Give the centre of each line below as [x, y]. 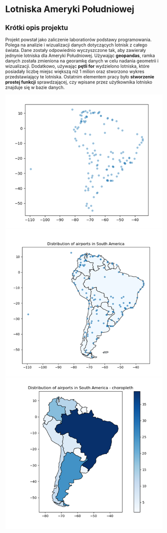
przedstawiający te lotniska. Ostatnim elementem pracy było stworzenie [80, 77]
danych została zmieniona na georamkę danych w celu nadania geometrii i [82, 61]
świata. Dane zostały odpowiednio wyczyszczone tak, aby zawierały [75, 50]
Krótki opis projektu [37, 28]
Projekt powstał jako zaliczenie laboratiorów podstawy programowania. [78, 39]
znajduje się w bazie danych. [35, 87]
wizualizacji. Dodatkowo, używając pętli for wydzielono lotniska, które [77, 66]
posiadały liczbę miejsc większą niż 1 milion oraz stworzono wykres [75, 71]
